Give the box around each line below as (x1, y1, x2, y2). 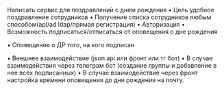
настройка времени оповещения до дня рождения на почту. (7, 76, 185, 84)
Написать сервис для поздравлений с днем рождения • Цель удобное (7, 6, 214, 14)
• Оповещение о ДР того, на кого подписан (7, 41, 135, 49)
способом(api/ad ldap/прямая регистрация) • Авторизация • (7, 21, 186, 28)
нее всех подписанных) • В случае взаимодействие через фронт (7, 68, 198, 77)
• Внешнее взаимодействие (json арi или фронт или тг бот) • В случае (7, 54, 213, 62)
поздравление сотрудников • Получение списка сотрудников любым (7, 13, 212, 21)
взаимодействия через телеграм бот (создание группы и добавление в (7, 62, 217, 69)
